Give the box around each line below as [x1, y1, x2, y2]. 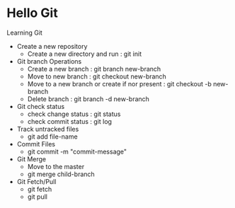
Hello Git [6, 5, 58, 21]
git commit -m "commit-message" [27, 147, 127, 156]
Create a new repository [16, 42, 88, 50]
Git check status [16, 102, 65, 110]
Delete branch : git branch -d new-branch [27, 94, 150, 103]
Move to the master [27, 162, 85, 171]
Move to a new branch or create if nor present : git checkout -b [27, 79, 212, 88]
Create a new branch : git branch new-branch [27, 64, 161, 73]
